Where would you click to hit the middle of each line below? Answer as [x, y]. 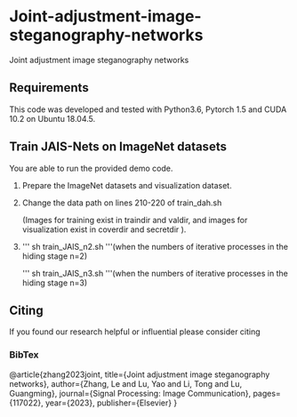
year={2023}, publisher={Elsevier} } [111, 403]
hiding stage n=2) [54, 256]
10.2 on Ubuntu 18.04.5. [52, 118]
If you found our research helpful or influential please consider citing [135, 332]
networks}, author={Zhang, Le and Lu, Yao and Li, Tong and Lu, [126, 383]
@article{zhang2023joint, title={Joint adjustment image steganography [140, 374]
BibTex [24, 355]
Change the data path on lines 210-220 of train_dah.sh [122, 203]
